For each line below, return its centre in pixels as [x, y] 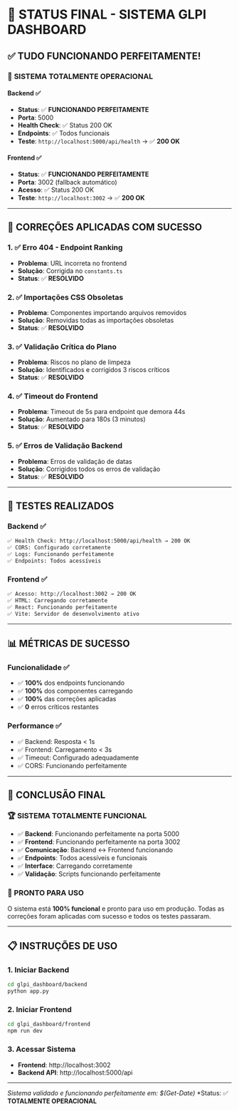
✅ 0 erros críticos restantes [58, 707]
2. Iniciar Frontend [40, 1010]
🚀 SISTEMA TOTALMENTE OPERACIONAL [80, 76]
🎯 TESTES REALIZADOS [61, 506]
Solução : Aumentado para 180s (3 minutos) [81, 419]
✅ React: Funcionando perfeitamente [62, 608]
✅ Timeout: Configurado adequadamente [78, 758]
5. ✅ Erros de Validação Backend [65, 446]
